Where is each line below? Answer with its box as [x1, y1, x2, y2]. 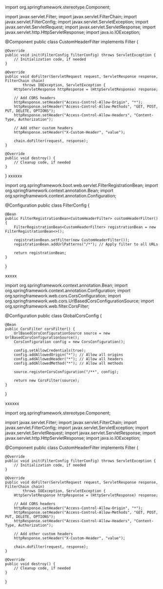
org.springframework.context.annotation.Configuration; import [5, 288, 131, 294]
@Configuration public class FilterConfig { [5, 202, 90, 208]
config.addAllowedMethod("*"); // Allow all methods [14, 361, 123, 366]
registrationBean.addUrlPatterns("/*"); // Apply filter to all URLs [14, 242, 159, 247]
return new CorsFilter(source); [14, 378, 80, 383]
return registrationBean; [14, 250, 67, 255]
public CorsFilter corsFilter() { [5, 326, 76, 331]
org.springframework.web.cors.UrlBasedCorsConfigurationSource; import [5, 298, 154, 304]
